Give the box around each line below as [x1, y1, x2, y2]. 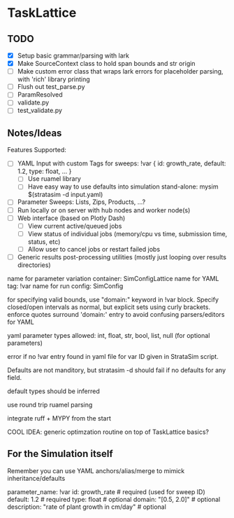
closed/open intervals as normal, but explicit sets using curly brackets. [7, 303, 211, 311]
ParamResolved [17, 90, 63, 99]
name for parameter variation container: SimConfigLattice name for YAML [7, 274, 219, 282]
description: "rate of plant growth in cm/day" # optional [7, 503, 166, 511]
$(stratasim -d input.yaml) [27, 191, 103, 199]
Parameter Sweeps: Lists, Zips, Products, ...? [17, 198, 146, 206]
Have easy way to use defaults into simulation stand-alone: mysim [27, 182, 219, 191]
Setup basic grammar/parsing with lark [17, 51, 130, 60]
